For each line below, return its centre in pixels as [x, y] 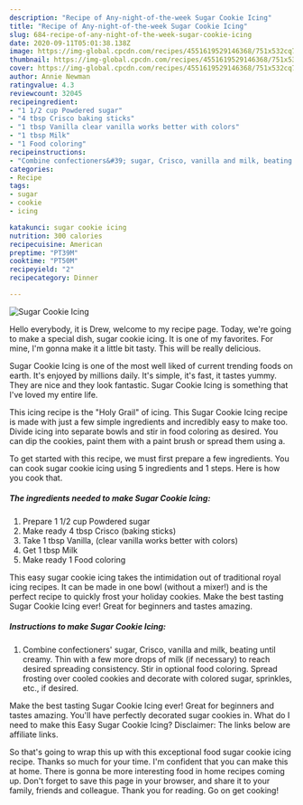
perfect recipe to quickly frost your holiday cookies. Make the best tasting [147, 596]
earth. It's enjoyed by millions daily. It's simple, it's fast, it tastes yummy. [143, 375]
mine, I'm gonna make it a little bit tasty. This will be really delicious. [135, 348]
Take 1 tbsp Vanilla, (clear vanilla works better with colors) [130, 540]
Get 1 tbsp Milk [50, 550]
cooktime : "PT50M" [44, 261]
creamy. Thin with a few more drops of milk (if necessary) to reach [146, 659]
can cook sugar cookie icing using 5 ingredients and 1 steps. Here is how [145, 468]
